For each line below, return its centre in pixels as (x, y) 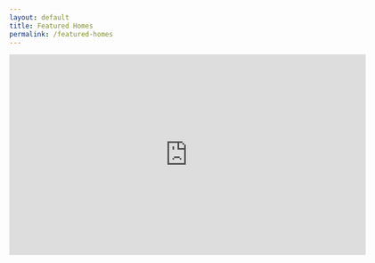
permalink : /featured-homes (61, 34)
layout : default (39, 17)
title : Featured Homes (51, 26)
